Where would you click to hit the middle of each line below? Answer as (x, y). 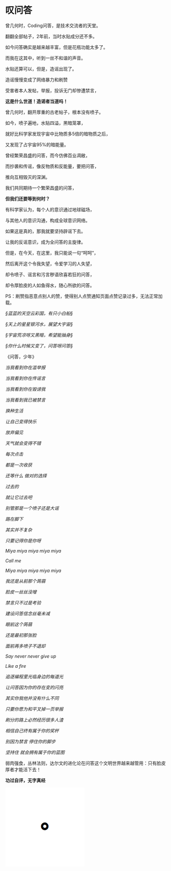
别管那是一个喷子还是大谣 (32, 508)
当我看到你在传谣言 (25, 378)
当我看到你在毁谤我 (25, 389)
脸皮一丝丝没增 (21, 592)
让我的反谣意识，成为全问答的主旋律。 (45, 242)
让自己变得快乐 (21, 421)
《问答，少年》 (21, 357)
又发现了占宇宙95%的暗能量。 (37, 144)
